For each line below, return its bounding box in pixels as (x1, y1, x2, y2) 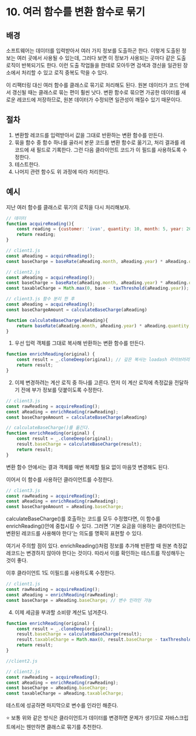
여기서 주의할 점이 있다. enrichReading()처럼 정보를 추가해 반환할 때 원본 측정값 (6, 542, 188, 549)
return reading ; (16, 232, 57, 238)
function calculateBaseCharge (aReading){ (6, 317, 108, 323)
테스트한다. (14, 160, 40, 167)
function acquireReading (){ (6, 221, 75, 227)
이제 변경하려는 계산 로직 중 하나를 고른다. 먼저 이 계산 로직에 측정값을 (14, 379, 173, 386)
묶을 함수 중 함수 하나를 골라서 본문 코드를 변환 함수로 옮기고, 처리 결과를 (14, 139, 180, 146)
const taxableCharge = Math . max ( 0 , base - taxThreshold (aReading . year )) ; (6, 285, 190, 292)
